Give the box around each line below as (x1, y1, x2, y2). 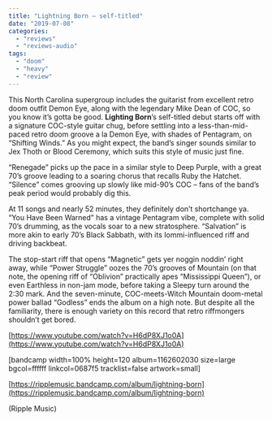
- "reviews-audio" (15, 42, 79, 50)
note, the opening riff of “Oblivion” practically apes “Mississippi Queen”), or (8, 271, 261, 281)
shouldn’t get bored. (8, 315, 76, 324)
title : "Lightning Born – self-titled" (8, 11, 144, 20)
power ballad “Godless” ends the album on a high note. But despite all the (8, 297, 255, 307)
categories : (8, 27, 49, 35)
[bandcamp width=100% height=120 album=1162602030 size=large (8, 354, 235, 364)
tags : (8, 50, 27, 58)
